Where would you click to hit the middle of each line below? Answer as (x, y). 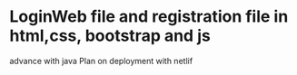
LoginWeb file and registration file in (149, 17)
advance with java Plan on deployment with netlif (101, 61)
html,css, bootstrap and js (110, 36)
